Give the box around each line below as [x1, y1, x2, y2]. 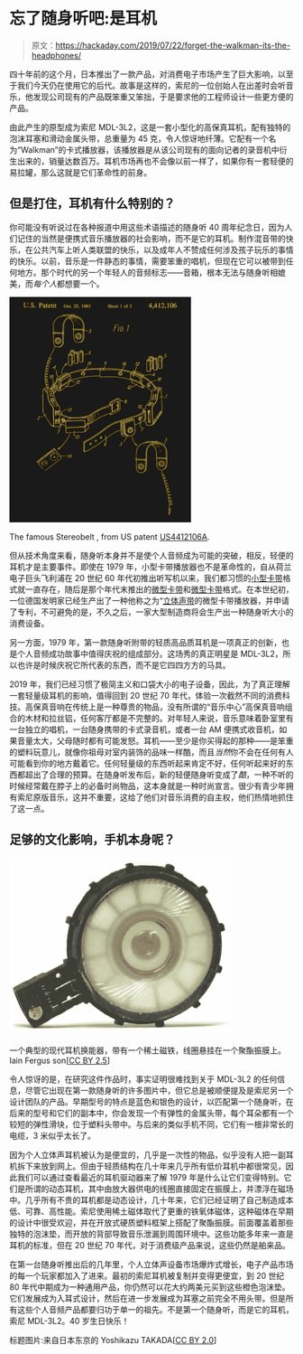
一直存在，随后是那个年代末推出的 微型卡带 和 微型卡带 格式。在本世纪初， [24, 584, 294, 595]
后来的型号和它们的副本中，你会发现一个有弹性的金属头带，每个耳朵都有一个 [9, 1107, 294, 1118]
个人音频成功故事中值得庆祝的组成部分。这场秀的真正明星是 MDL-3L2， [16, 648, 283, 659]
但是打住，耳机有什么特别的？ [9, 196, 176, 212]
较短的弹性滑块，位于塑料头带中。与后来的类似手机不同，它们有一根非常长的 [9, 1118, 294, 1130]
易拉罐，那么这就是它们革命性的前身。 [9, 166, 151, 177]
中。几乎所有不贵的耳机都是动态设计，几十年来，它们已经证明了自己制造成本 [9, 1194, 294, 1205]
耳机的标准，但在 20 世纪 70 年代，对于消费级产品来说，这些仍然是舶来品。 [9, 1239, 290, 1250]
